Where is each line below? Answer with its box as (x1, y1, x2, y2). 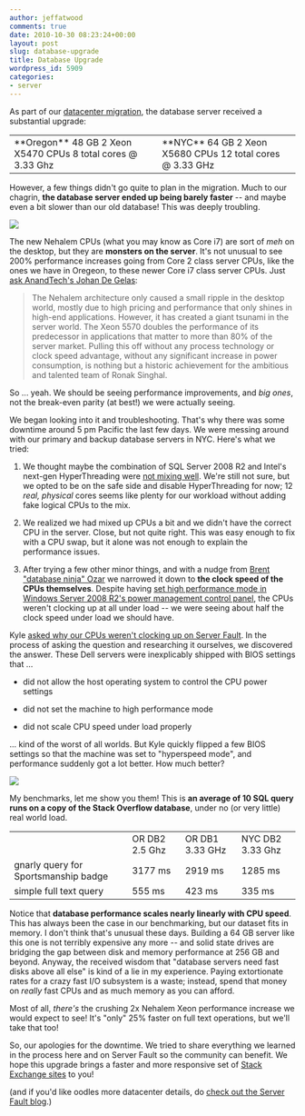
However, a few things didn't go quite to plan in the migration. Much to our (9, 182, 288, 193)
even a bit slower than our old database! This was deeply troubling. (9, 201, 261, 212)
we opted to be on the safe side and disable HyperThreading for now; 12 (22, 480, 293, 491)
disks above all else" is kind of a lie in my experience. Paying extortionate (9, 965, 284, 977)
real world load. (9, 812, 68, 822)
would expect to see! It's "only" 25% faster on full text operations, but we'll (9, 1012, 290, 1023)
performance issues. (22, 546, 101, 557)
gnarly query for (14, 858, 84, 871)
